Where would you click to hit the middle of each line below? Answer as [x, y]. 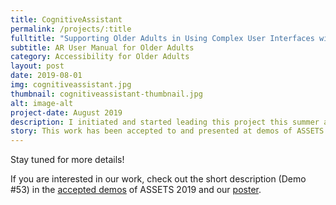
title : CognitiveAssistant [66, 19]
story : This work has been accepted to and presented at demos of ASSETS [167, 131]
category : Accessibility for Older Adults [100, 57]
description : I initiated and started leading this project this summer [165, 122]
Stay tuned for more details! [67, 160]
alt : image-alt [42, 103]
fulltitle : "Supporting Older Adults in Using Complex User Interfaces [162, 38]
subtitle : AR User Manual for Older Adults [102, 47]
